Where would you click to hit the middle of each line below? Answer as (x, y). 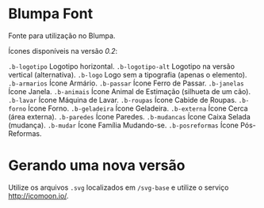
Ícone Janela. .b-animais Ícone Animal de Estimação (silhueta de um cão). (130, 91)
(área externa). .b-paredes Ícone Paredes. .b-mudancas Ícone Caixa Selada (130, 116)
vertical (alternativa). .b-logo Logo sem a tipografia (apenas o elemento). (128, 74)
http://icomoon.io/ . (38, 195)
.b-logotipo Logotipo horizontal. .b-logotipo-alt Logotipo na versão (122, 66)
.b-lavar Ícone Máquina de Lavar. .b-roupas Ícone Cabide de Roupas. (122, 100)
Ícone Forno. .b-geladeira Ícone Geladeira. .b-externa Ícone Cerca (138, 108)
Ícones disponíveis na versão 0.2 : (63, 51)
